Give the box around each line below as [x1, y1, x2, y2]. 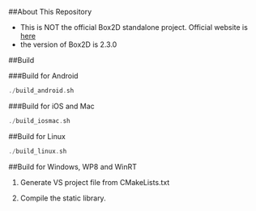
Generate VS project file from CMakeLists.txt [19, 177, 170, 187]
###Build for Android [8, 71, 79, 80]
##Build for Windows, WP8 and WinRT [8, 162, 138, 171]
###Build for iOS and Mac [8, 101, 95, 111]
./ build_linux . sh [8, 147, 67, 155]
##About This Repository [8, 7, 92, 16]
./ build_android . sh [8, 87, 75, 95]
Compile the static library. [19, 193, 107, 203]
